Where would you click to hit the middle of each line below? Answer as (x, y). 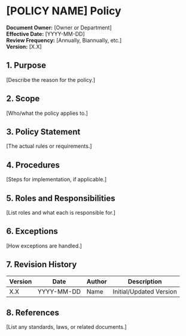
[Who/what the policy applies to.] (47, 113)
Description (145, 281)
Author (97, 281)
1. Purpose (26, 65)
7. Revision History (42, 265)
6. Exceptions (32, 231)
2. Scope (23, 99)
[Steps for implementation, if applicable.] (57, 179)
